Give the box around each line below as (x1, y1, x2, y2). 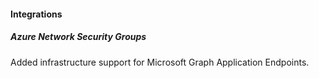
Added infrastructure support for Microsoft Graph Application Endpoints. (10, 56, 310, 68)
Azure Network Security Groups (10, 31, 147, 43)
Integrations (10, 8, 63, 20)
